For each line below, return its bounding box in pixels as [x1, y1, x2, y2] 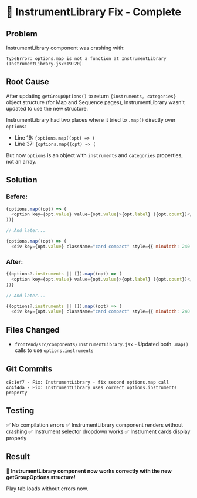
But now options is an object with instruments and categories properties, [6, 151, 183, 158]
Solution [6, 175, 38, 185]
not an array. [6, 158, 37, 165]
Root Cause [6, 77, 50, 87]
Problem [6, 29, 38, 39]
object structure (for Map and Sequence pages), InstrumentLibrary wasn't [6, 98, 185, 105]
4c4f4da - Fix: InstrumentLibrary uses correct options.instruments [6, 384, 177, 390]
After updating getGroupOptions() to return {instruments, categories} [6, 92, 176, 99]
